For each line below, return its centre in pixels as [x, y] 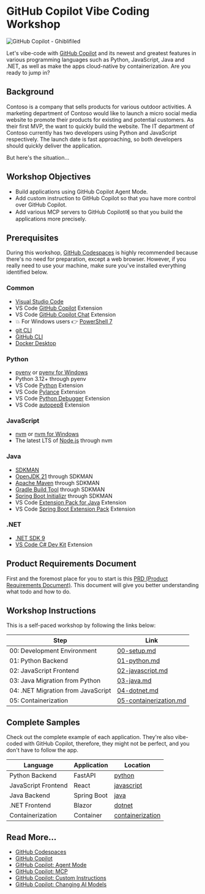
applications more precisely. [51, 219]
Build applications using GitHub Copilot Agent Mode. [81, 192]
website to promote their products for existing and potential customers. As [100, 119]
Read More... [32, 837]
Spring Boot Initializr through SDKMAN [64, 496]
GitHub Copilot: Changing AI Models [61, 885]
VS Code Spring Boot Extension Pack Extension [75, 509]
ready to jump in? [28, 72]
